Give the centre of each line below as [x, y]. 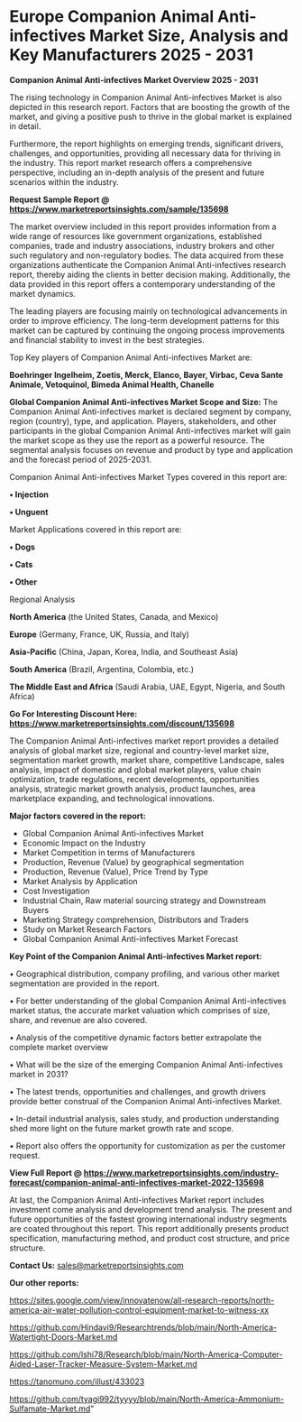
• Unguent [29, 512]
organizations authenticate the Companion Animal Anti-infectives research [148, 264]
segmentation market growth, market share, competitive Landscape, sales [147, 760]
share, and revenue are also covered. [78, 1020]
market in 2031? [39, 1074]
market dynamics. [43, 293]
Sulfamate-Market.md [50, 1408]
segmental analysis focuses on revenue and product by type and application [151, 449]
